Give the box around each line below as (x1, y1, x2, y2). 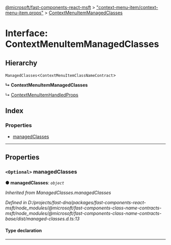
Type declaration (5, 227, 42, 233)
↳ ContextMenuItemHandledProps (5, 92, 79, 98)
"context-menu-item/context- (96, 5, 159, 10)
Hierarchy (5, 59, 38, 67)
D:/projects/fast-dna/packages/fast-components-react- (27, 200, 146, 206)
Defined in (5, 200, 27, 206)
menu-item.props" (5, 10, 44, 16)
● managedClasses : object (5, 180, 65, 186)
